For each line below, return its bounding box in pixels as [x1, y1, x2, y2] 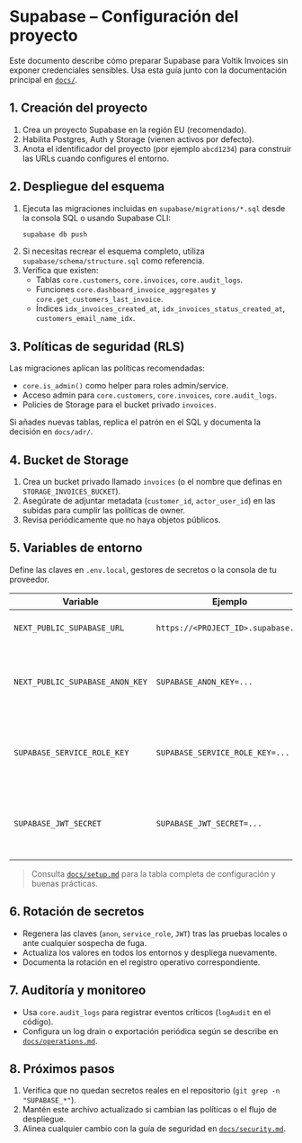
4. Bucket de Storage [9, 452, 129, 468]
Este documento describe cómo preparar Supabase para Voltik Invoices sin [9, 55, 289, 66]
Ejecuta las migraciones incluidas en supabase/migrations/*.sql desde [22, 202, 286, 213]
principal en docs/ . [9, 74, 78, 85]
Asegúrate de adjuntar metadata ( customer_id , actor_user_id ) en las [22, 496, 276, 506]
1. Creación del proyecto [9, 101, 148, 116]
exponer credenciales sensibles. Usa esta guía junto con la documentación [9, 65, 288, 76]
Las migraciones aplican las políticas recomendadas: [9, 362, 205, 374]
